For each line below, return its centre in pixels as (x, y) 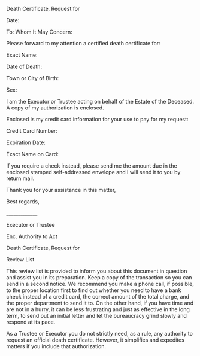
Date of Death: (24, 66)
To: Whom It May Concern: (40, 32)
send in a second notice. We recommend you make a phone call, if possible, (100, 284)
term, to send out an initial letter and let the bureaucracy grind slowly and (97, 316)
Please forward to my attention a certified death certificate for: (83, 43)
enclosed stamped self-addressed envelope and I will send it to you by (93, 172)
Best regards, (23, 202)
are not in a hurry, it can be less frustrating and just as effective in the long (98, 309)
